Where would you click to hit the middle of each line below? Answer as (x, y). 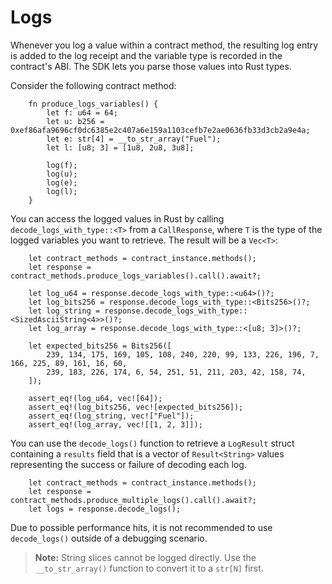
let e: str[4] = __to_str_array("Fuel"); (134, 139)
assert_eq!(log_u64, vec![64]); (95, 398)
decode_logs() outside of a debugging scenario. (109, 538)
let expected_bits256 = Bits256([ (100, 346)
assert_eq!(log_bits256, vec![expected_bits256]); (136, 407)
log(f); (62, 165)
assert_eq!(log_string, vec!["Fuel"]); (111, 416)
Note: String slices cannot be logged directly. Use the (145, 557)
